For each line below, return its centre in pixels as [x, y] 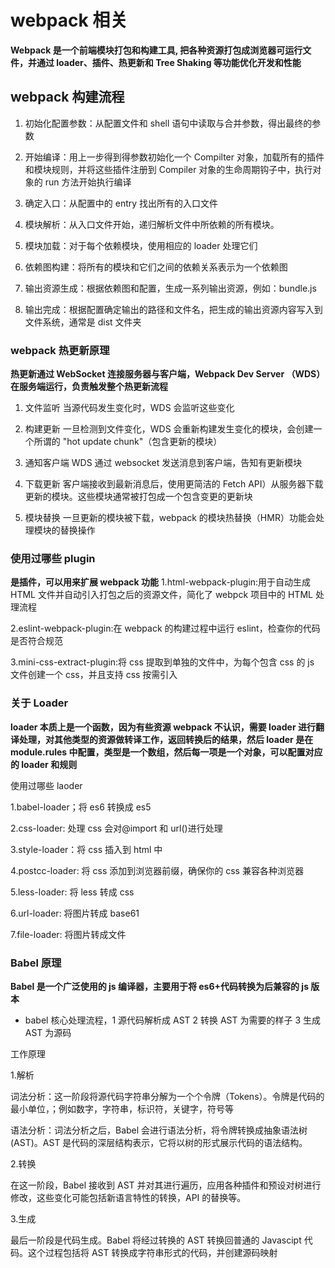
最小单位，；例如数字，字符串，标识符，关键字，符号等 [122, 1108]
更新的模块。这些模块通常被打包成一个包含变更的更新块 [138, 497]
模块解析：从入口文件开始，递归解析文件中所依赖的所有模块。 [152, 224]
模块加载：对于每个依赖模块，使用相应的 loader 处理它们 [141, 245]
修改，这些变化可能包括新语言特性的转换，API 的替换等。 [128, 1197]
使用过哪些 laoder [46, 785]
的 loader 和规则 [44, 764]
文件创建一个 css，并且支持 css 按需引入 [94, 675]
